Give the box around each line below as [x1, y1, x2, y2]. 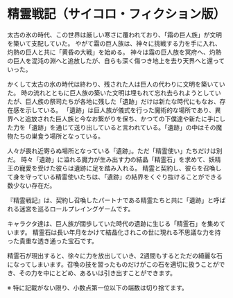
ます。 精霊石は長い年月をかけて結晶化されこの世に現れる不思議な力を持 [12, 228, 221, 236]
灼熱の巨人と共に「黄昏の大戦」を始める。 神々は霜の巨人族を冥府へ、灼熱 [7, 48, 222, 56]
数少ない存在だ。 [7, 181, 56, 189]
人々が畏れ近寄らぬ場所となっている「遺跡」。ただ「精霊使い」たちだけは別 [7, 146, 223, 155]
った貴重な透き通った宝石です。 [7, 236, 98, 245]
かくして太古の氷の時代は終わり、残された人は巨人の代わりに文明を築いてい [7, 80, 225, 88]
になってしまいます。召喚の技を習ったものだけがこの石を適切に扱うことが [7, 260, 219, 268]
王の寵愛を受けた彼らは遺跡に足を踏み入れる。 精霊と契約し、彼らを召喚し [7, 164, 222, 172]
